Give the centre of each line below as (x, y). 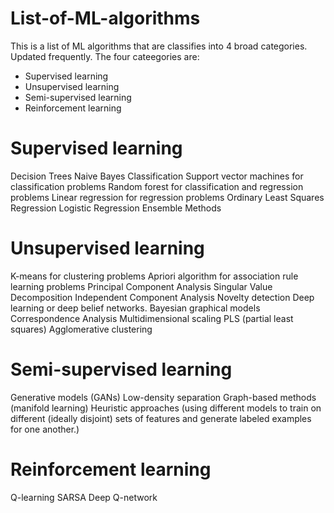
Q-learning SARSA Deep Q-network (84, 497)
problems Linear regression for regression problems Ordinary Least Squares (167, 197)
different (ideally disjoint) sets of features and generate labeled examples (161, 418)
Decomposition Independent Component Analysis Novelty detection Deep (162, 297)
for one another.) (45, 429)
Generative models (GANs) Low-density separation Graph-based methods (163, 397)
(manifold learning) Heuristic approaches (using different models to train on (166, 408)
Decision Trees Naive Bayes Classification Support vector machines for (157, 176)
